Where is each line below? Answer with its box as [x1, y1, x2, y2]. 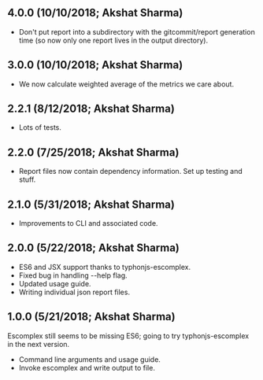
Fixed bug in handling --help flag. [18, 271, 128, 280]
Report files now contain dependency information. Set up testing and [18, 167, 243, 176]
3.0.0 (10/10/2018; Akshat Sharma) [7, 58, 183, 72]
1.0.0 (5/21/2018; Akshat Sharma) [7, 310, 176, 323]
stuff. [18, 175, 36, 184]
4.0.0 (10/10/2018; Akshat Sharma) [7, 6, 183, 20]
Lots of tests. [18, 123, 62, 132]
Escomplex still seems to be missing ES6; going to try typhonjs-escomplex [7, 330, 250, 341]
